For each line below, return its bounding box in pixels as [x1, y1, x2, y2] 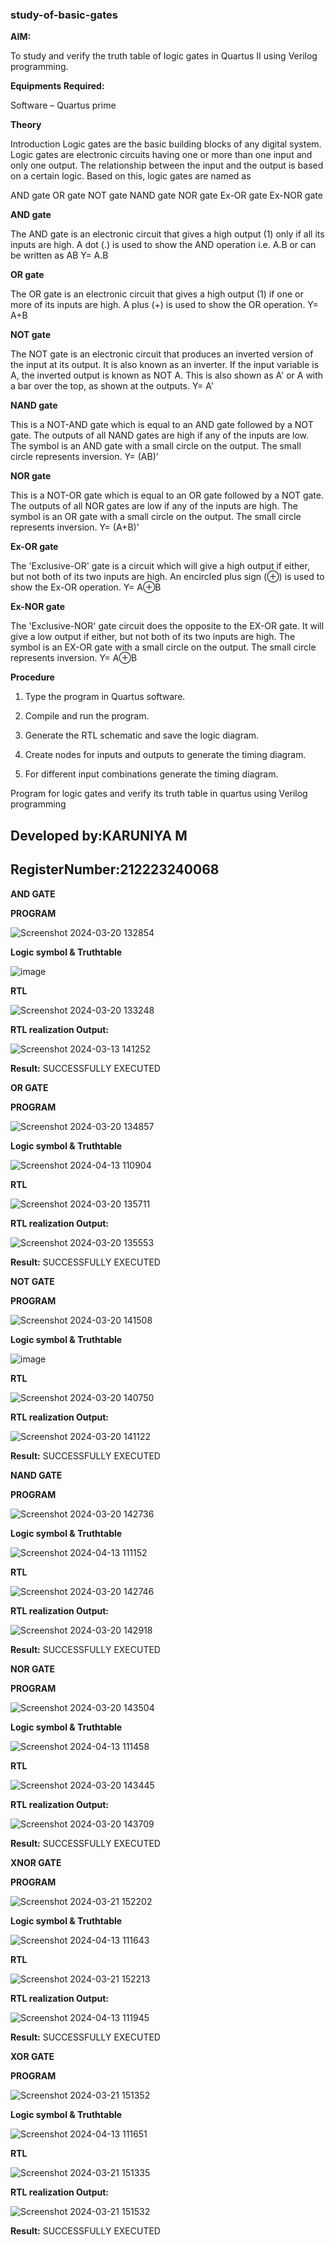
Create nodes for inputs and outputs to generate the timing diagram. [24, 749, 307, 761]
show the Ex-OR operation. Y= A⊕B [10, 581, 162, 593]
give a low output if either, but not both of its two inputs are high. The [10, 631, 296, 643]
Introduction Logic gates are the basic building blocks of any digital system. [10, 138, 322, 150]
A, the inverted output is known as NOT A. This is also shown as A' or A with [10, 369, 324, 382]
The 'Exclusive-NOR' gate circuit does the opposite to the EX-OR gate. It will [10, 620, 325, 632]
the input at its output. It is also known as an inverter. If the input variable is [10, 359, 320, 371]
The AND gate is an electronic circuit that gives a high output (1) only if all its [10, 228, 325, 240]
